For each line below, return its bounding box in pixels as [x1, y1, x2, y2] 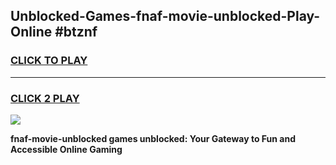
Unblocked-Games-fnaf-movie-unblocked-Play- [10, 8, 321, 25]
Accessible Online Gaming [10, 143, 123, 155]
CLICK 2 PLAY [10, 91, 80, 105]
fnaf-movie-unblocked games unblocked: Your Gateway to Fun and [10, 132, 297, 144]
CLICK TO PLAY [10, 54, 88, 68]
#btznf [54, 24, 98, 41]
